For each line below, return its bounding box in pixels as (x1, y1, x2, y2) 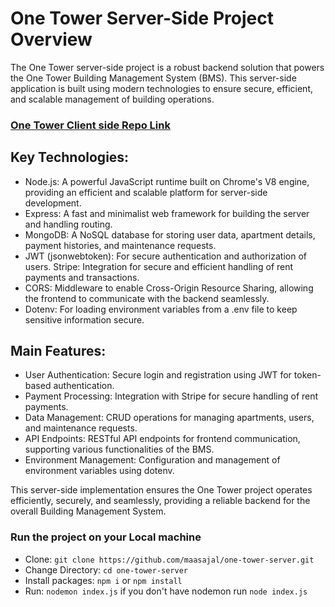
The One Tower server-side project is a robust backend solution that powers (10, 61, 325, 73)
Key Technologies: (10, 149, 130, 166)
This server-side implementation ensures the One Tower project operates (10, 484, 313, 496)
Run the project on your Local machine (10, 530, 202, 544)
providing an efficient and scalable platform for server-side (24, 186, 268, 198)
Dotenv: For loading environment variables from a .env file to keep (24, 303, 298, 315)
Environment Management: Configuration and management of (24, 454, 281, 466)
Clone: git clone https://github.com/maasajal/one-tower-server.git (24, 553, 315, 565)
